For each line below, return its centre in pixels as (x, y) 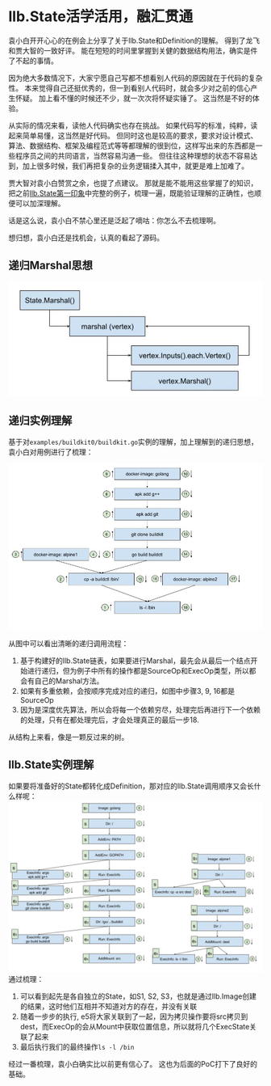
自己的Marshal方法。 (69, 681)
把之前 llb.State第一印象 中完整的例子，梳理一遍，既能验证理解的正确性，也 (131, 193)
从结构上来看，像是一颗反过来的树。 (69, 737)
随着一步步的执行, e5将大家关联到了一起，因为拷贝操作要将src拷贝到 (134, 1016)
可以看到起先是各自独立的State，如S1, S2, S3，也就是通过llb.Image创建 (138, 996)
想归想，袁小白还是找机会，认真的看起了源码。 (86, 237)
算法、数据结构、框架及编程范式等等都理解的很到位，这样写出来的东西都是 (132, 146)
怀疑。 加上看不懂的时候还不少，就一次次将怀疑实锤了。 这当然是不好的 (133, 98)
